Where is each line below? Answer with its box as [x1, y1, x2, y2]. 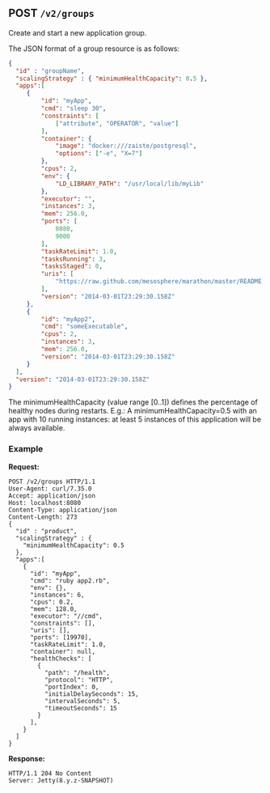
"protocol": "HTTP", [44, 676, 114, 684]
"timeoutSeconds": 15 [44, 704, 117, 712]
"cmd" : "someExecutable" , [40, 323, 129, 331]
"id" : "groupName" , [15, 66, 85, 75]
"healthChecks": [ [29, 655, 92, 663]
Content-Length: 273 [8, 513, 78, 521]
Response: [8, 753, 46, 763]
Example [8, 443, 44, 455]
